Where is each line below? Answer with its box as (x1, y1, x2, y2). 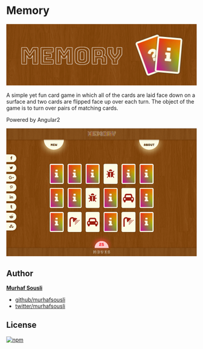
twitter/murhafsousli (14, 302, 65, 310)
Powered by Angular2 (6, 116, 60, 124)
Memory (6, 4, 50, 18)
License (6, 320, 37, 330)
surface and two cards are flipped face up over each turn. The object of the (6, 98, 195, 105)
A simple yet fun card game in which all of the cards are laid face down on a (6, 91, 195, 99)
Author (6, 268, 33, 279)
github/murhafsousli (14, 296, 65, 304)
